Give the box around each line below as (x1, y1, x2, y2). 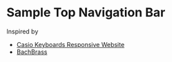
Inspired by (6, 27, 39, 35)
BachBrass (16, 48, 48, 56)
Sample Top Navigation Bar (6, 5, 166, 20)
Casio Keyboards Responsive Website (16, 40, 125, 48)
